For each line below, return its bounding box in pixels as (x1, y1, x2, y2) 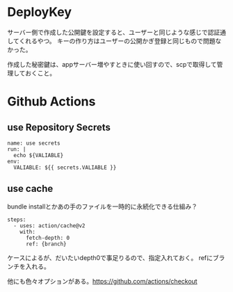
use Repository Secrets (7, 121, 111, 133)
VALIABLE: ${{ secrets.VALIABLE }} (13, 164, 117, 171)
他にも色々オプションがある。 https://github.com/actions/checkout (7, 277, 198, 285)
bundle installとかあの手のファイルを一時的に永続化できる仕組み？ (7, 202, 198, 211)
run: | (7, 145, 26, 153)
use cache (7, 183, 54, 195)
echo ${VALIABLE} (13, 152, 64, 159)
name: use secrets (7, 140, 61, 147)
